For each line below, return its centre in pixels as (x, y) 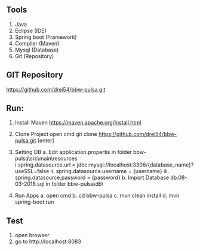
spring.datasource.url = (47, 165)
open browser (32, 235)
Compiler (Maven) (37, 43)
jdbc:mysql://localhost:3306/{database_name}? (135, 165)
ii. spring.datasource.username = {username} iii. (110, 171)
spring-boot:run (34, 202)
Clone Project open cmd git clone (56, 134)
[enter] (46, 141)
